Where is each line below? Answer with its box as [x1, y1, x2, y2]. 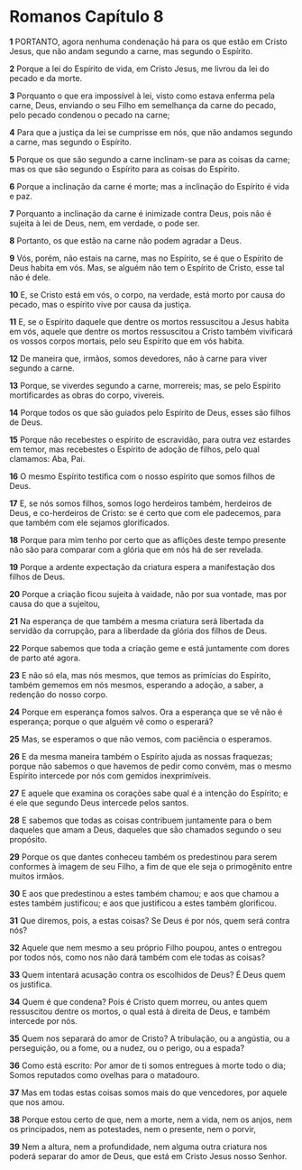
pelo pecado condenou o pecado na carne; [9, 109, 170, 120]
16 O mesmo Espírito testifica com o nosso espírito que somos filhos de [9, 471, 276, 482]
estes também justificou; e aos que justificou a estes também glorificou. [9, 898, 277, 908]
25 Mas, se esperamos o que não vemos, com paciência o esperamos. [9, 733, 272, 744]
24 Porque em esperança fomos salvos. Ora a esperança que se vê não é [9, 706, 283, 717]
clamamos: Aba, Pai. [9, 453, 86, 464]
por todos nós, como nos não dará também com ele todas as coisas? [9, 952, 266, 963]
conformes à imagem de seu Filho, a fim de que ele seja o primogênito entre [9, 861, 293, 871]
